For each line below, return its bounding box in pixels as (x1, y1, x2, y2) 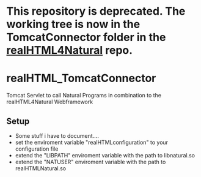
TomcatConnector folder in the (6, 31, 166, 44)
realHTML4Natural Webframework (6, 98, 93, 105)
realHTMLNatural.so (15, 164, 66, 172)
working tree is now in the (6, 17, 141, 31)
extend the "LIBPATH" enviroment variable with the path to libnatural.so (15, 151, 196, 159)
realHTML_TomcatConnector (6, 72, 156, 85)
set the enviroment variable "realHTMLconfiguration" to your (15, 138, 169, 146)
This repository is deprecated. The (6, 4, 186, 18)
